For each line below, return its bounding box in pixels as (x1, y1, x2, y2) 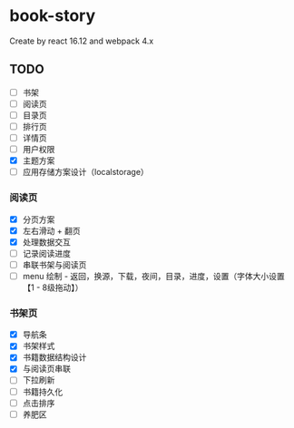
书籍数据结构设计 (22, 352, 87, 363)
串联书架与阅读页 (22, 259, 87, 270)
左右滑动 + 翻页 (22, 225, 81, 236)
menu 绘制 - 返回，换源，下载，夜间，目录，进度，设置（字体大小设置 (22, 270, 286, 281)
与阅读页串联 (22, 364, 71, 374)
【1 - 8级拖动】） (22, 282, 83, 293)
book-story (9, 5, 96, 26)
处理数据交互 (22, 237, 71, 248)
